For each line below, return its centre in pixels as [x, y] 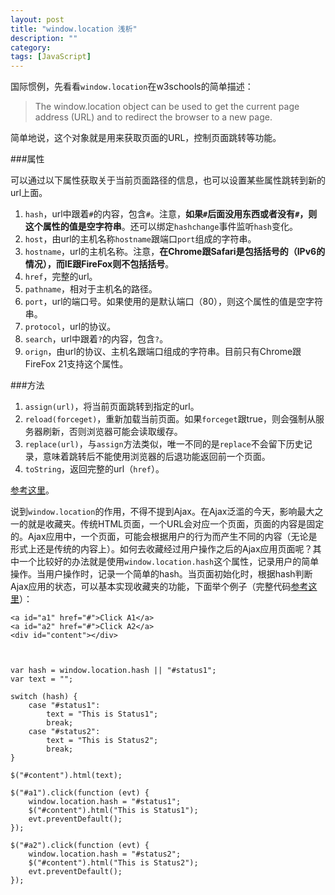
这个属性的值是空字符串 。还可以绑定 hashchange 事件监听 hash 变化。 [161, 227]
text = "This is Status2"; [102, 741]
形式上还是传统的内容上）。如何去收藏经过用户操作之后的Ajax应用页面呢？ [161, 549]
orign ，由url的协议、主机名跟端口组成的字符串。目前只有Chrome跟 [163, 352]
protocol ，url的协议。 [70, 327]
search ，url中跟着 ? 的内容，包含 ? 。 [96, 339]
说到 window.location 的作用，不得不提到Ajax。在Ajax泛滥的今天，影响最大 [162, 512]
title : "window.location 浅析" [74, 29]
